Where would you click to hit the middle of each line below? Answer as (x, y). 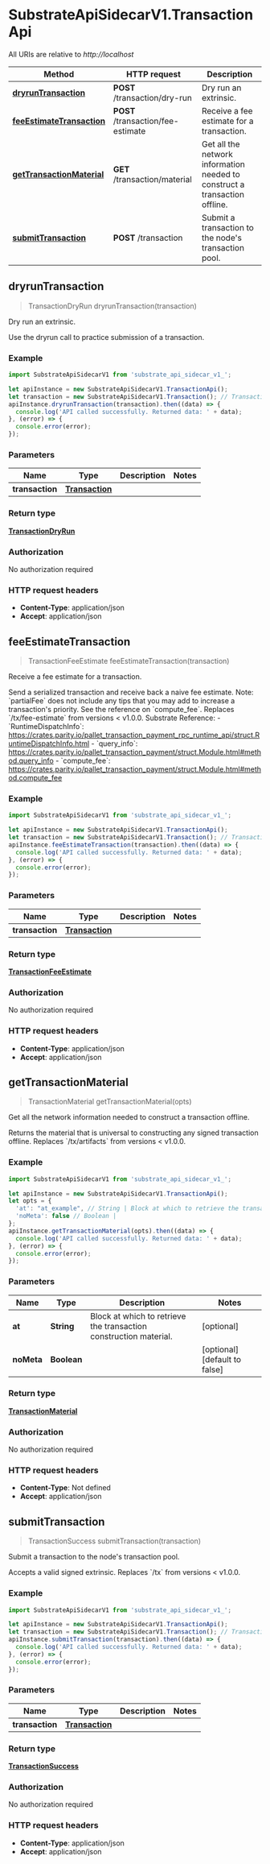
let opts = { (30, 1201)
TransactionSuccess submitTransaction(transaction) (115, 1541)
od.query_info (31, 761)
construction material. (131, 1336)
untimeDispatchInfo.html (49, 744)
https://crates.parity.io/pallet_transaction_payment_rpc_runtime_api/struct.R (134, 735)
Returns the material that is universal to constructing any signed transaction (133, 1133)
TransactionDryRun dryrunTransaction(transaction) (112, 306)
